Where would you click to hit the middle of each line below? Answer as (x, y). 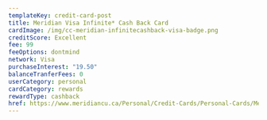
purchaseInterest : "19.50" (53, 67)
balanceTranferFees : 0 (46, 74)
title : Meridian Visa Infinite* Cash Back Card (89, 23)
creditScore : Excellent (48, 37)
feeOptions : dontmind (44, 52)
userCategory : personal (48, 81)
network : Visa (32, 60)
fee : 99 (21, 45)
